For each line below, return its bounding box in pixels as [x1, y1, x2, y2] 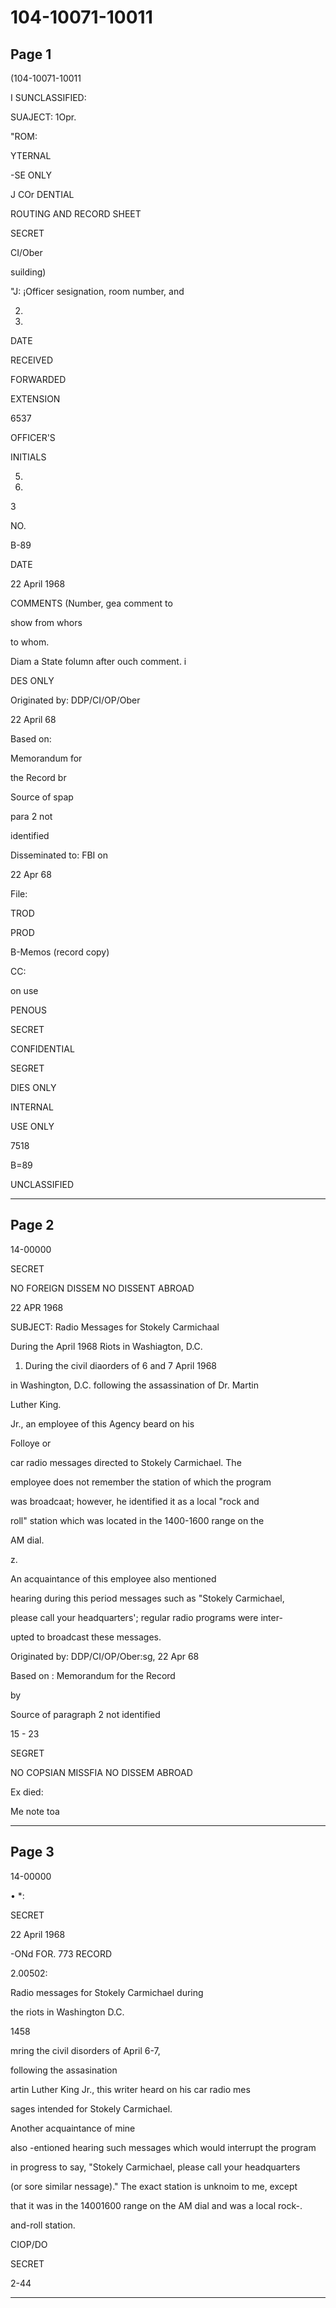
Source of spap [10, 791, 74, 803]
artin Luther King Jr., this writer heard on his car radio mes [10, 2083, 251, 2095]
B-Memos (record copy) [10, 946, 110, 958]
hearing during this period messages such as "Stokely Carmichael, [10, 1592, 285, 1604]
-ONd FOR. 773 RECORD [10, 1947, 113, 1960]
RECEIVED [10, 354, 54, 366]
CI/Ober [10, 247, 43, 258]
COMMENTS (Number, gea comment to [10, 597, 173, 609]
